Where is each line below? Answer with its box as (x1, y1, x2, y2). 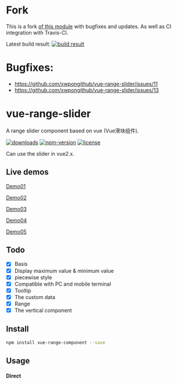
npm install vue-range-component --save (6, 340, 106, 345)
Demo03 (6, 205, 27, 212)
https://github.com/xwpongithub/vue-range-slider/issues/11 (14, 80, 158, 87)
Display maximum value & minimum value (14, 267, 114, 274)
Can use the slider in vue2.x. (6, 150, 75, 157)
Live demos (6, 167, 49, 177)
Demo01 (6, 183, 26, 190)
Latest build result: (6, 40, 51, 47)
